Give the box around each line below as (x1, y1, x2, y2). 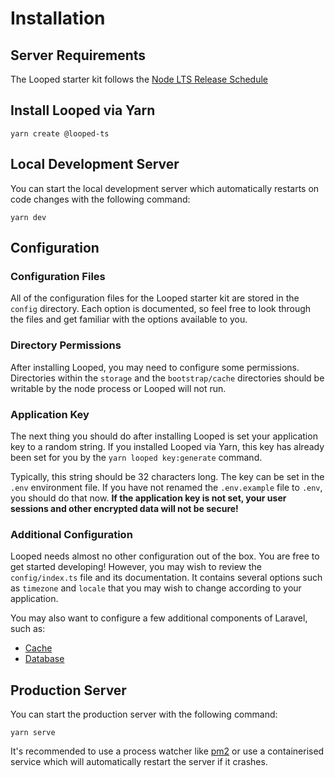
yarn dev (10, 212, 47, 222)
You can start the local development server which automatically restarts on (10, 182, 320, 194)
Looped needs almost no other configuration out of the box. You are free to (10, 550, 320, 562)
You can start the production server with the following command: (10, 708, 278, 721)
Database (24, 653, 65, 665)
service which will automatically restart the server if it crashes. (10, 756, 268, 768)
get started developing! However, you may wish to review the (10, 561, 262, 573)
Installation (10, 7, 106, 30)
